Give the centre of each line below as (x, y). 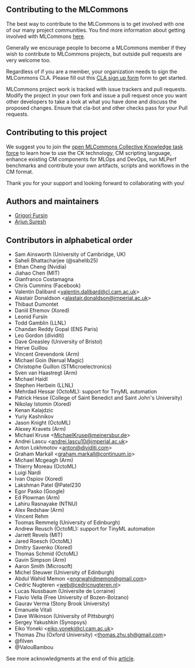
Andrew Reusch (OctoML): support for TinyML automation (85, 529)
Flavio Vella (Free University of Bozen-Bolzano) (71, 598)
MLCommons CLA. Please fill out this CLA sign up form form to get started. (97, 77)
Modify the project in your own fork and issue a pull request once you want (97, 95)
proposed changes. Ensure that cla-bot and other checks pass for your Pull (97, 107)
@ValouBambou (34, 647)
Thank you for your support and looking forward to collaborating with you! (95, 183)
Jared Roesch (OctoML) (43, 541)
